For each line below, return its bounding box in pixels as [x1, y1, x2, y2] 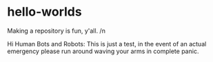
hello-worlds [7, 4, 82, 20]
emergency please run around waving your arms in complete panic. [7, 47, 199, 55]
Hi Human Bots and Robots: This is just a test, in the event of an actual [7, 40, 207, 48]
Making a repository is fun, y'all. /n [7, 27, 105, 35]
